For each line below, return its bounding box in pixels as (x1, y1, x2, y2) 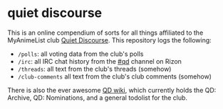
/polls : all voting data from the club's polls (17, 50, 144, 58)
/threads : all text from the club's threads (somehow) (17, 64, 172, 73)
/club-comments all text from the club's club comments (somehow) (17, 72, 212, 81)
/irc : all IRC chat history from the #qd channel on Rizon (17, 57, 182, 65)
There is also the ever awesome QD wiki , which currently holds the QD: (7, 86, 217, 94)
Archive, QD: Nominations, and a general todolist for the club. (7, 93, 187, 102)
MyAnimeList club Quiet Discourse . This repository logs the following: (7, 35, 212, 44)
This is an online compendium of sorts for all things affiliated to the (7, 28, 204, 37)
